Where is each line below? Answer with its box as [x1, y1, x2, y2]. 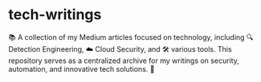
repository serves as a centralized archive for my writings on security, [8, 56, 239, 65]
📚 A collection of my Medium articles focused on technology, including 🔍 [8, 32, 254, 41]
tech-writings [8, 6, 102, 24]
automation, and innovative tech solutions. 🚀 [8, 64, 155, 73]
